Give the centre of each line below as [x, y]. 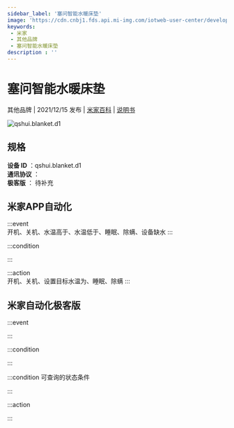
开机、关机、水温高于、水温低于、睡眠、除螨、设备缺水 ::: [90, 232]
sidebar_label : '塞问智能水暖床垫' [55, 14]
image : [17, 20]
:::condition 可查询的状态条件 [49, 377]
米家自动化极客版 [44, 305]
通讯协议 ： [23, 174]
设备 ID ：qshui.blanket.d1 [44, 165]
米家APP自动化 [39, 207]
